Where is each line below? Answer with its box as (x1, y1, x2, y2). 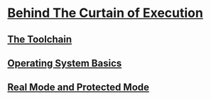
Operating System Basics (7, 57, 122, 69)
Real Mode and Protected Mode (7, 82, 150, 94)
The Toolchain (7, 33, 72, 45)
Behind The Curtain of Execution (7, 5, 204, 21)
